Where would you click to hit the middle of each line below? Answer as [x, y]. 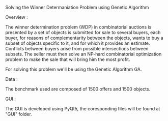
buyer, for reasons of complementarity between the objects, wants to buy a [85, 38]
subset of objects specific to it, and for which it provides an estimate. [78, 43]
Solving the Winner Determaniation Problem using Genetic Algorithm [77, 7]
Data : [11, 79]
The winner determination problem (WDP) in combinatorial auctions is [78, 27]
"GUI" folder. [19, 114]
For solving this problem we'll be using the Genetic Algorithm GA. [74, 69]
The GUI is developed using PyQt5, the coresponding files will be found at [83, 109]
